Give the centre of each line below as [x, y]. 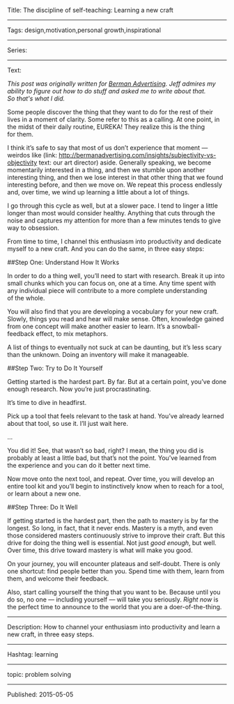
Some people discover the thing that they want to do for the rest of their [110, 112]
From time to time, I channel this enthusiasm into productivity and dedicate [114, 241]
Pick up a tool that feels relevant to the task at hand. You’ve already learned [116, 416]
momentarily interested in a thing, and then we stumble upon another [106, 170]
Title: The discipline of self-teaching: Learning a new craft [91, 10]
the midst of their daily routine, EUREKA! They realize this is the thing [106, 127]
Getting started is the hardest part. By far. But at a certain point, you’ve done [117, 382]
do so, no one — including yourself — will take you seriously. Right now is [113, 599]
